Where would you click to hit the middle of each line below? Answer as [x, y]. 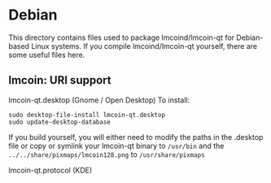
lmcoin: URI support [60, 80]
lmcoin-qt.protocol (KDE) [50, 170]
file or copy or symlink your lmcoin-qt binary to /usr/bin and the [116, 146]
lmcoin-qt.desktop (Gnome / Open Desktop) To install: [99, 100]
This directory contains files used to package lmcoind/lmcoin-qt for [121, 37]
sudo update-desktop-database [60, 122]
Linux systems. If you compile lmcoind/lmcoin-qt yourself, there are [144, 46]
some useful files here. [47, 54]
